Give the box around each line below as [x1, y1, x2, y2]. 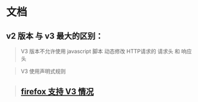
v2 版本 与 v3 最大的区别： [6, 31, 103, 41]
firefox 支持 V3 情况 [20, 87, 94, 97]
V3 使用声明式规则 [20, 68, 67, 75]
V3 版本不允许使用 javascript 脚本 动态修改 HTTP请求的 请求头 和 [20, 48, 180, 55]
